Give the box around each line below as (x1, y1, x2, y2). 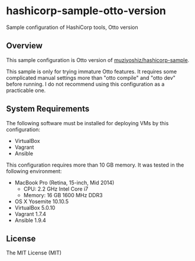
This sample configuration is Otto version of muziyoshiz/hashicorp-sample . (6, 56, 190, 63)
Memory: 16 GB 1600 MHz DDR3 (23, 191, 103, 198)
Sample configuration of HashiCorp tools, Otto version (6, 24, 138, 31)
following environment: (6, 167, 62, 175)
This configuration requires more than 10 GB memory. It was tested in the (6, 161, 184, 168)
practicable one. (6, 87, 46, 94)
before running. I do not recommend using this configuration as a (6, 80, 165, 87)
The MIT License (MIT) (6, 249, 62, 256)
